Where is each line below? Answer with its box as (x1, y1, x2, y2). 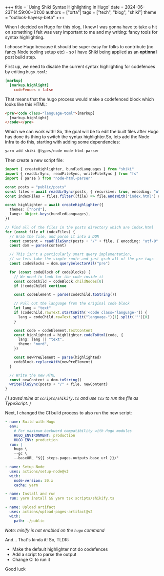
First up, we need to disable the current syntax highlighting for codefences (5, 63, 155, 69)
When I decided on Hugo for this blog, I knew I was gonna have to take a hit (5, 24, 157, 30)
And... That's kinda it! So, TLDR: (5, 536, 69, 542)
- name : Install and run (5, 492, 56, 496)
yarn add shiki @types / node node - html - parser (5, 148, 99, 153)
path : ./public (14, 518, 45, 523)
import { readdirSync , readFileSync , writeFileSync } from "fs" (5, 171, 139, 176)
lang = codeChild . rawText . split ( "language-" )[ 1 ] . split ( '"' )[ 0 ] (18, 314, 150, 319)
